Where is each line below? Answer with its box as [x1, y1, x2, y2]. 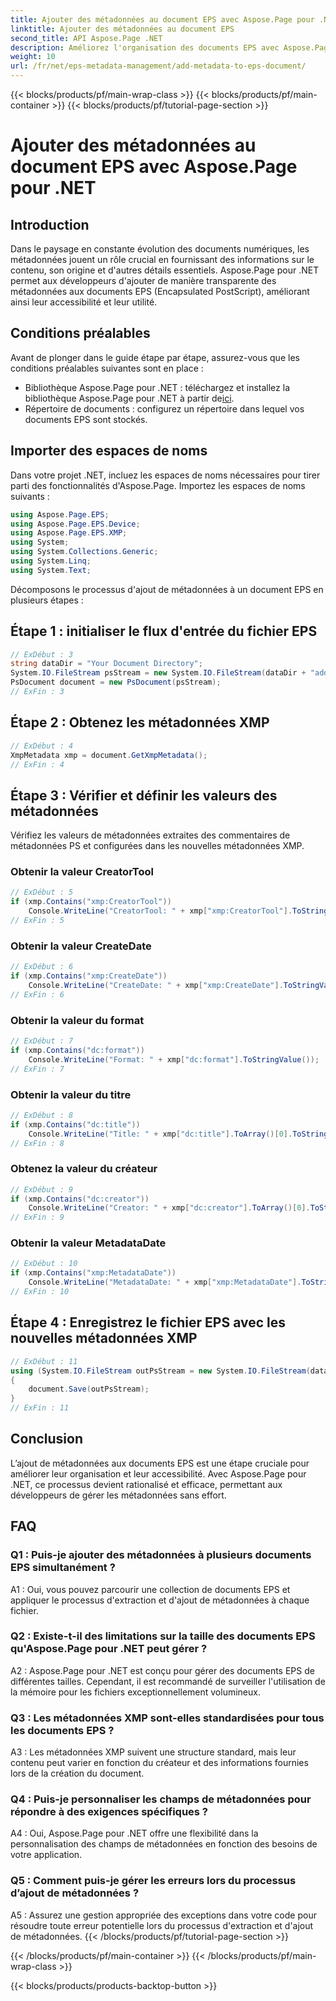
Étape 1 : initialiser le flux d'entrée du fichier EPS [10, 623, 318, 640]
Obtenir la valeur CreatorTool [10, 865, 155, 879]
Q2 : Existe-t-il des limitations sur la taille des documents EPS [10, 1629, 316, 1643]
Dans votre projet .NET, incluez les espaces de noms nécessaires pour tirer [10, 469, 321, 481]
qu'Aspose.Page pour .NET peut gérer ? [10, 1642, 208, 1656]
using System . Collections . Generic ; [10, 547, 159, 557]
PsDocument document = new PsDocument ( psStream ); [10, 677, 222, 688]
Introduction [10, 216, 90, 233]
